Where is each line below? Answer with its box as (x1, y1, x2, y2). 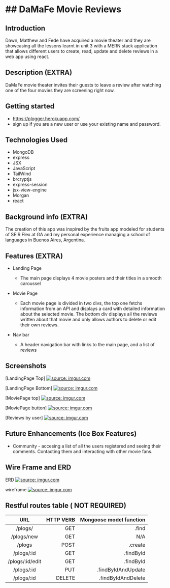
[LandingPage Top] (5, 375, 46, 381)
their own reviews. (20, 322, 59, 328)
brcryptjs (12, 176, 32, 182)
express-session (12, 182, 48, 188)
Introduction (5, 24, 46, 33)
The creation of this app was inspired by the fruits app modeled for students (5, 226, 165, 232)
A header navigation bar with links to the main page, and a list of (20, 342, 155, 348)
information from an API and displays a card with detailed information (20, 305, 165, 312)
